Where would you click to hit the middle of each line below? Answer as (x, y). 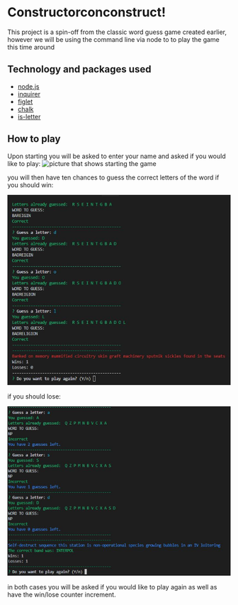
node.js (29, 87)
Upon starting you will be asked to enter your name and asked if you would (117, 156)
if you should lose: (34, 396)
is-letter (29, 116)
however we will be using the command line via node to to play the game (113, 39)
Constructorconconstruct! (87, 12)
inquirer (29, 94)
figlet (25, 101)
